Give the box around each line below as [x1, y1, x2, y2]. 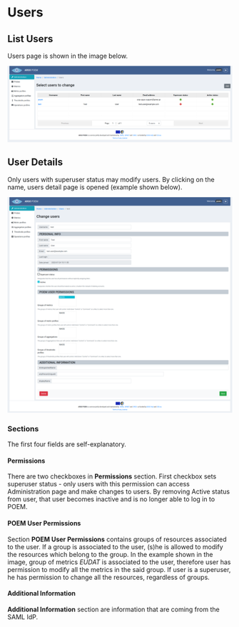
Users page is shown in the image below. [7, 51, 128, 60]
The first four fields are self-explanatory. [7, 440, 127, 448]
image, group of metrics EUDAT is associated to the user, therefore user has [7, 558, 231, 566]
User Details [7, 156, 63, 169]
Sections [7, 423, 39, 433]
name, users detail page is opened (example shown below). [7, 183, 183, 191]
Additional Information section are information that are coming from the [7, 605, 220, 613]
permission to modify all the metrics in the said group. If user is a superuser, [7, 565, 231, 573]
